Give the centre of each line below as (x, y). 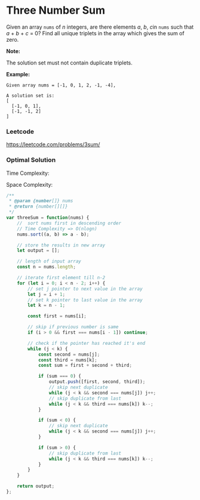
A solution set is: (30, 95)
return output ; (36, 486)
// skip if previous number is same (73, 327)
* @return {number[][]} (38, 206)
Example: (18, 74)
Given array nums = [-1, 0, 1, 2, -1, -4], (61, 85)
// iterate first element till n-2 (61, 278)
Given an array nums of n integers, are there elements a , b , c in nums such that (100, 27)
